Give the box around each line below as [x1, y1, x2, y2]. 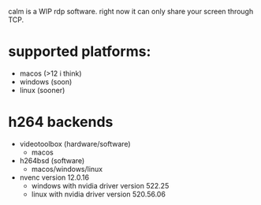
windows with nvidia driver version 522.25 [31, 181, 170, 190]
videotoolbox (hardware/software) [19, 139, 132, 148]
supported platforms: [8, 43, 151, 61]
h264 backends [8, 114, 114, 131]
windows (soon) [19, 76, 73, 86]
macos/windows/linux [31, 164, 103, 173]
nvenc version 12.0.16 [19, 173, 89, 182]
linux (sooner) [19, 85, 65, 95]
